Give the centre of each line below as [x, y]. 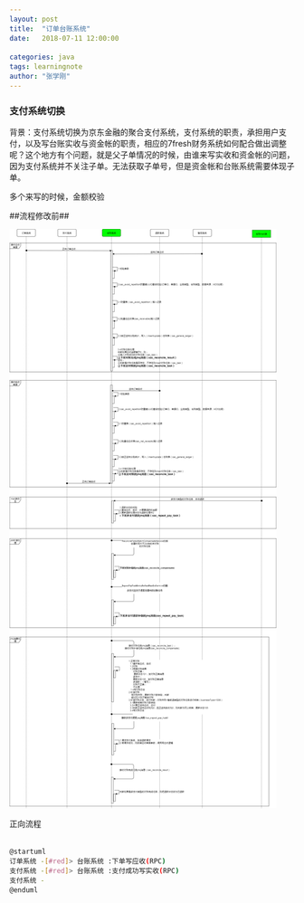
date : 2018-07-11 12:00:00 [64, 38]
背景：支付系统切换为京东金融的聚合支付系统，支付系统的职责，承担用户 [144, 132]
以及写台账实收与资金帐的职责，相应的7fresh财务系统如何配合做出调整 [156, 144]
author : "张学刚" [40, 77]
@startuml [28, 852]
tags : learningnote [46, 67]
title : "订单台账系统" [50, 29]
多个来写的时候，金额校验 [57, 197]
